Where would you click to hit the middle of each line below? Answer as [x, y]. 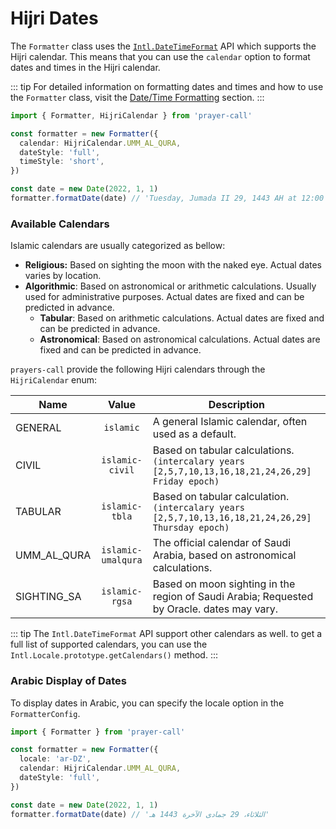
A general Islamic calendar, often [230, 422]
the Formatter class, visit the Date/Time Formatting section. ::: [137, 97]
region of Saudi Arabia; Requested [233, 597]
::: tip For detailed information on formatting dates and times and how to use [167, 86]
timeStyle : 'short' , [62, 162]
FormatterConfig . [45, 713]
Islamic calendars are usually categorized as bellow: [118, 246]
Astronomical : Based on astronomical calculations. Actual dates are [180, 339]
